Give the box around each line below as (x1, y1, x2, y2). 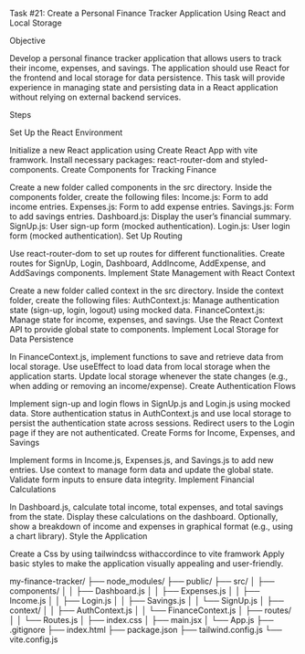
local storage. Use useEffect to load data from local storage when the (9, 361, 271, 372)
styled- (240, 154, 268, 165)
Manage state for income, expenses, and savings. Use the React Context (9, 314, 284, 325)
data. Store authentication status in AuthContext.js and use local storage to (9, 408, 292, 418)
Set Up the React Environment (9, 127, 123, 138)
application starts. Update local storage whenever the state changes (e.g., (9, 371, 289, 382)
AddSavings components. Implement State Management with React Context (9, 268, 295, 278)
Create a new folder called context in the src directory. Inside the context (9, 285, 285, 296)
